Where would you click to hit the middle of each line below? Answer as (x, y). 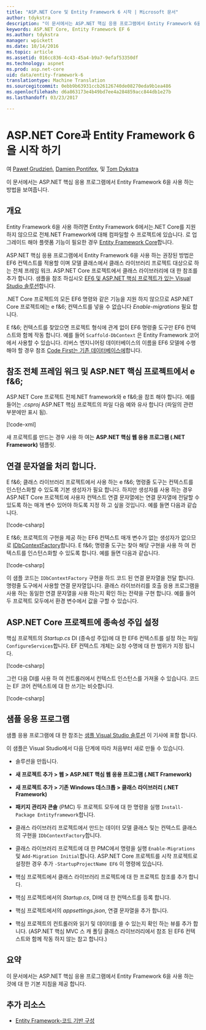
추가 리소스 (26, 1005)
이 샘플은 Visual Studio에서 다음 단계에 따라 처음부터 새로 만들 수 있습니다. (96, 748)
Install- (173, 807)
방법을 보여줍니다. (28, 189)
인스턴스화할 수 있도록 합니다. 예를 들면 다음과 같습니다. (94, 553)
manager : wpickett (30, 41)
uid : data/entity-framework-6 (45, 75)
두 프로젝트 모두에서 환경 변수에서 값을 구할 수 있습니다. (73, 601)
